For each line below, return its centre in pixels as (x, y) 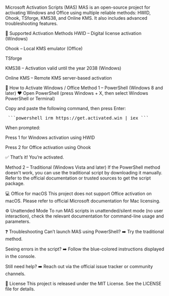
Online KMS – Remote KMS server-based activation (59, 78)
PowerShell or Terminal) (30, 99)
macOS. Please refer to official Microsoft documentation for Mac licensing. (83, 201)
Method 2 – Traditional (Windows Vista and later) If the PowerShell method (83, 167)
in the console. (21, 256)
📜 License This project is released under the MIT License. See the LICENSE (83, 284)
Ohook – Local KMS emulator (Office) (44, 48)
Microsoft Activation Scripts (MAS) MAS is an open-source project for (78, 7)
